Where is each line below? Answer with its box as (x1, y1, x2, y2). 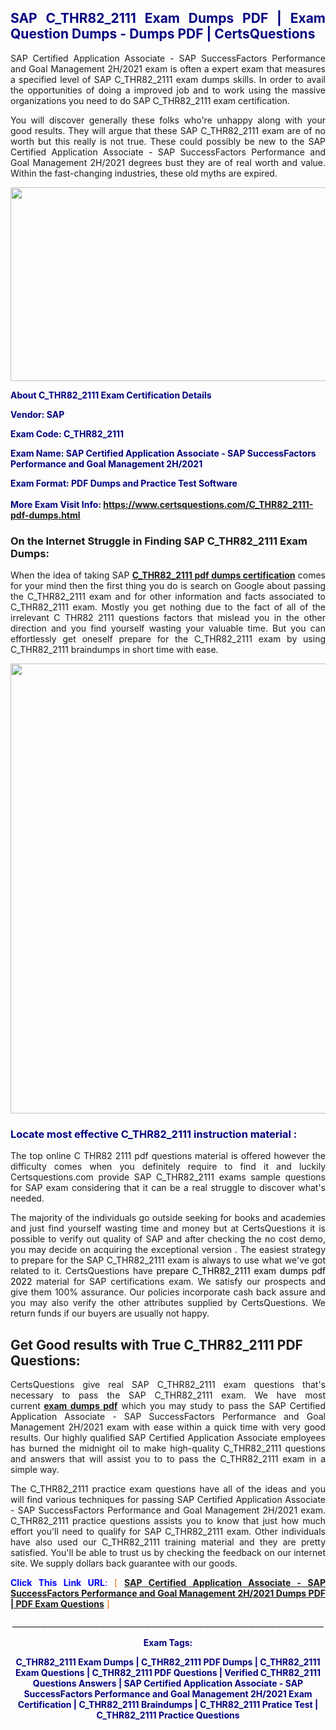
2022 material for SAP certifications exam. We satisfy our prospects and (10, 1276, 326, 1288)
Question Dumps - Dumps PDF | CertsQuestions (10, 26, 316, 43)
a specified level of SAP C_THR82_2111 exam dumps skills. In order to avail (10, 73, 326, 85)
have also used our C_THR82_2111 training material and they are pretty (10, 1536, 326, 1548)
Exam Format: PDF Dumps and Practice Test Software (10, 477, 238, 489)
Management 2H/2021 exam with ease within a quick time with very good (10, 1421, 326, 1433)
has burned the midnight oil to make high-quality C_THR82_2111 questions (10, 1442, 326, 1455)
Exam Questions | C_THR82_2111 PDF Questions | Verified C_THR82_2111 (14, 1667, 322, 1679)
